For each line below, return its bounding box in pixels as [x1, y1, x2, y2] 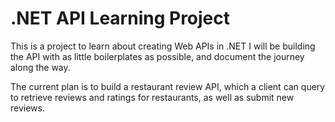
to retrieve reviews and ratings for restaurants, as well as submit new [10, 91, 295, 103]
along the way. [10, 61, 71, 73]
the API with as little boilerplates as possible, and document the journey [10, 50, 305, 62]
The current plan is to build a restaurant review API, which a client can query [10, 80, 326, 92]
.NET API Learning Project [10, 7, 231, 30]
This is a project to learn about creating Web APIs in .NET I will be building [10, 40, 316, 52]
